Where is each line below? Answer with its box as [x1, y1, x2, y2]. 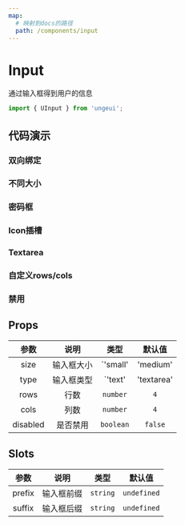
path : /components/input [15, 26, 99, 34]
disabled [12, 419, 45, 430]
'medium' [137, 359, 173, 370]
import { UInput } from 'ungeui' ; [8, 105, 124, 113]
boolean [99, 419, 130, 429]
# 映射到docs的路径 [15, 19, 74, 27]
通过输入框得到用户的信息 [8, 89, 93, 98]
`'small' [101, 359, 129, 370]
